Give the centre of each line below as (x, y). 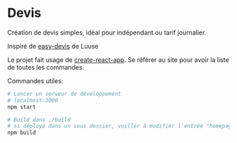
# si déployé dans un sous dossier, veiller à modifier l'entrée (105, 126)
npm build (22, 133)
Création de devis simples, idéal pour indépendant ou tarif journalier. (107, 32)
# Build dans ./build (39, 120)
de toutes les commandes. (46, 67)
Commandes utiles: (35, 81)
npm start (22, 107)
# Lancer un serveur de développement (64, 94)
